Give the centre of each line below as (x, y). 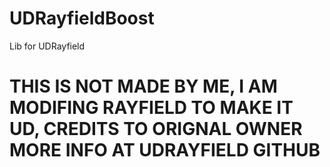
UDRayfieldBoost (82, 18)
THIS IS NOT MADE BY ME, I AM (143, 86)
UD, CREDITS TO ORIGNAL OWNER (156, 129)
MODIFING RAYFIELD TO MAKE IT (151, 108)
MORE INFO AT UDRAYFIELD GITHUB (165, 150)
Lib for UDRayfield (47, 46)
